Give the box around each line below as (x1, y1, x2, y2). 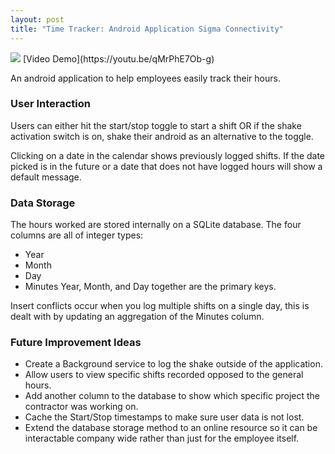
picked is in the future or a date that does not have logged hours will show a (10, 160, 323, 172)
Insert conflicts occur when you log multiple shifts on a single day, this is (10, 300, 310, 312)
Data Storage (10, 196, 76, 210)
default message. (10, 171, 82, 183)
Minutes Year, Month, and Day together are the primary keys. (24, 281, 277, 293)
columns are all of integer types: (10, 229, 144, 241)
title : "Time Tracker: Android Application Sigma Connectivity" (10, 24, 284, 34)
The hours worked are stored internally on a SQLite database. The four (10, 219, 302, 231)
